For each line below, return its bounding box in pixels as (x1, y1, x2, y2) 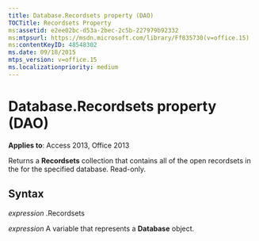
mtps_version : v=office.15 (8, 56, 97, 64)
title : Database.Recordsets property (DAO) (8, 11, 154, 20)
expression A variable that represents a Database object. (8, 224, 195, 233)
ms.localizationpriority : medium (8, 63, 119, 71)
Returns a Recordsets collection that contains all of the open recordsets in (8, 155, 251, 165)
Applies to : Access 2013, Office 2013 (8, 140, 130, 150)
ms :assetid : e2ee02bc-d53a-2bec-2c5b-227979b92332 (8, 26, 179, 34)
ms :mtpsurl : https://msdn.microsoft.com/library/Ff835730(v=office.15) (8, 33, 249, 42)
